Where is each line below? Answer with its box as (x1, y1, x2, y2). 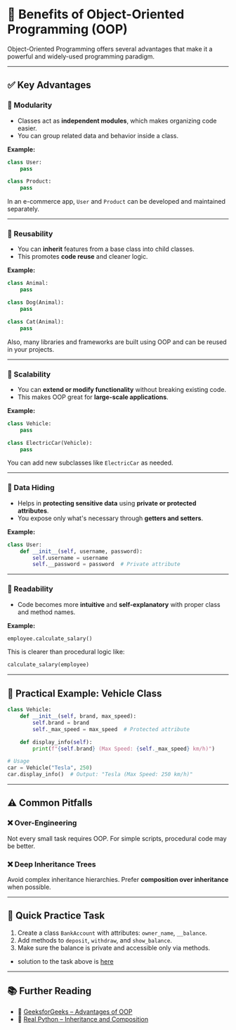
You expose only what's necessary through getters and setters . (17, 514, 204, 522)
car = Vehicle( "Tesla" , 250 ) (7, 764, 93, 771)
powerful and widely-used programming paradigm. (7, 52, 155, 61)
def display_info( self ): (20, 738, 93, 746)
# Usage (7, 758, 30, 765)
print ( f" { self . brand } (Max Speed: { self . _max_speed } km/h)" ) (32, 745, 216, 752)
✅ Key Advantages (7, 79, 91, 91)
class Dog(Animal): (7, 299, 65, 306)
